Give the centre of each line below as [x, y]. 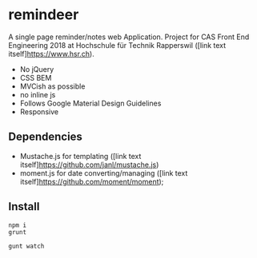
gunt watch [26, 246]
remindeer [44, 15]
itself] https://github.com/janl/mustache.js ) [89, 165]
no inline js [38, 94]
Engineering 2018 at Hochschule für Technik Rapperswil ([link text [117, 45]
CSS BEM [36, 77]
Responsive [39, 111]
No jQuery [37, 69]
